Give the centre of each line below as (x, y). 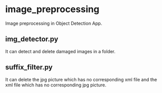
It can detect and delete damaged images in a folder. (60, 51)
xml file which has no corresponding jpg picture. (56, 85)
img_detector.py (32, 39)
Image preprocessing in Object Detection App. (54, 23)
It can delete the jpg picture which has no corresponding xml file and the (81, 79)
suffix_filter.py (29, 67)
